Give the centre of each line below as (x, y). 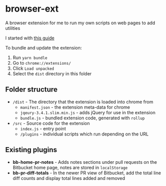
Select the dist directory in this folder (52, 73)
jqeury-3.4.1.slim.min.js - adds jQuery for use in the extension (88, 112)
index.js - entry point (43, 128)
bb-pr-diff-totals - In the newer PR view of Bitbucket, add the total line (87, 173)
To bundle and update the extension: (44, 48)
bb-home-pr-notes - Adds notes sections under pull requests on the (85, 162)
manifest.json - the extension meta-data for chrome (75, 107)
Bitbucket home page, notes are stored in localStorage (70, 167)
